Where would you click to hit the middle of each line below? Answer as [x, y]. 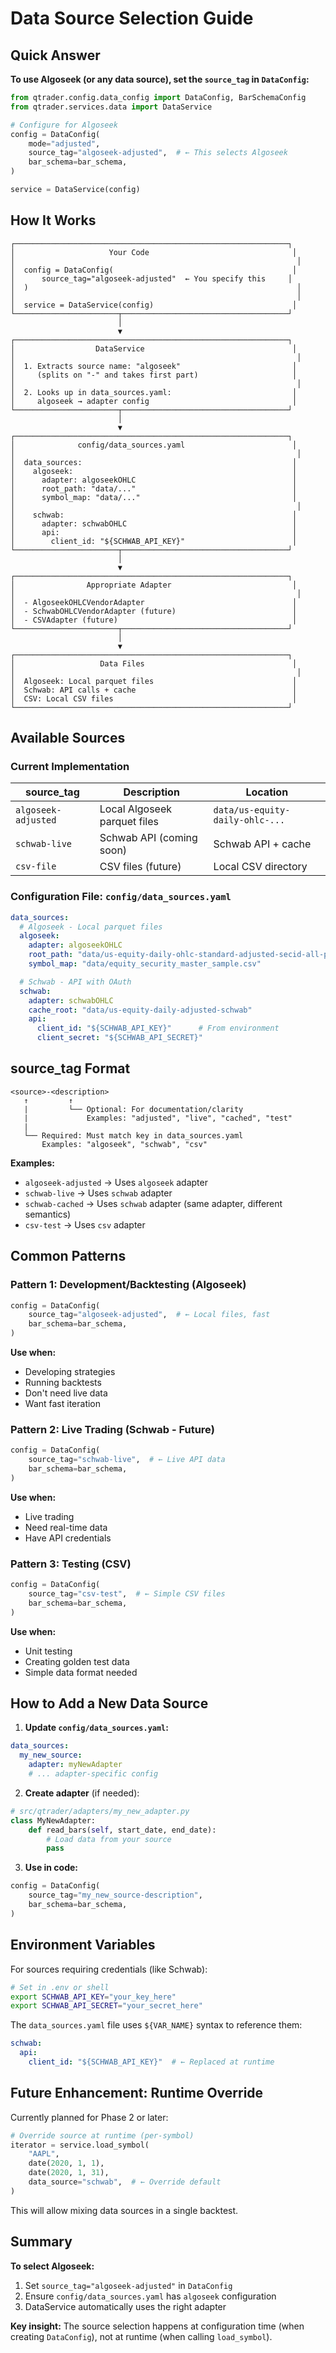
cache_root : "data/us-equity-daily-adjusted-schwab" [140, 1010]
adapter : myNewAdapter [75, 1765]
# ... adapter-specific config [93, 1774]
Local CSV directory [260, 867]
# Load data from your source [109, 1839]
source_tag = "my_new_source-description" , [115, 1895]
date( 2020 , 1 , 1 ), [66, 2163]
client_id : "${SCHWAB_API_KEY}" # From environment [158, 1028]
